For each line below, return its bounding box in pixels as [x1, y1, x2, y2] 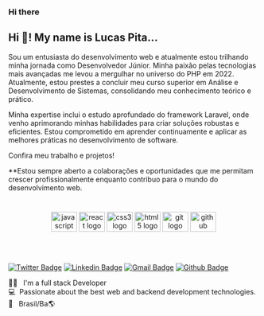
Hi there [8, 6, 40, 18]
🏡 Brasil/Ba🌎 [8, 299, 56, 309]
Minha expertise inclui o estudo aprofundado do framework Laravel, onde [8, 110, 250, 119]
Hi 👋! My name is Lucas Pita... [8, 31, 158, 45]
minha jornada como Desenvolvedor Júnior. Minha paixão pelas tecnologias [8, 60, 257, 70]
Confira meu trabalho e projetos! [8, 150, 115, 160]
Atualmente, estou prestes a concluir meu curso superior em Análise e [8, 77, 239, 87]
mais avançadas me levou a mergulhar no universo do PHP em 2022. [8, 68, 235, 78]
